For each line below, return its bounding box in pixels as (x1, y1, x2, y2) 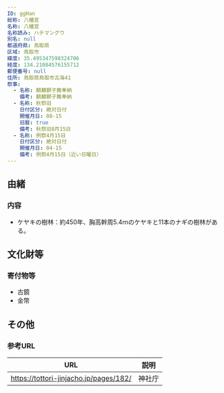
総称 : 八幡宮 (7, 17, 39, 23)
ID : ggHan (7, 10, 36, 17)
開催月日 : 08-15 (19, 112, 62, 119)
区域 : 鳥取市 (7, 49, 39, 56)
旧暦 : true (19, 119, 49, 126)
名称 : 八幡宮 (7, 23, 39, 30)
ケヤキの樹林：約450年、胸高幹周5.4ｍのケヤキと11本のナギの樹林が (17, 218, 212, 226)
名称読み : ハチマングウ (7, 29, 65, 37)
